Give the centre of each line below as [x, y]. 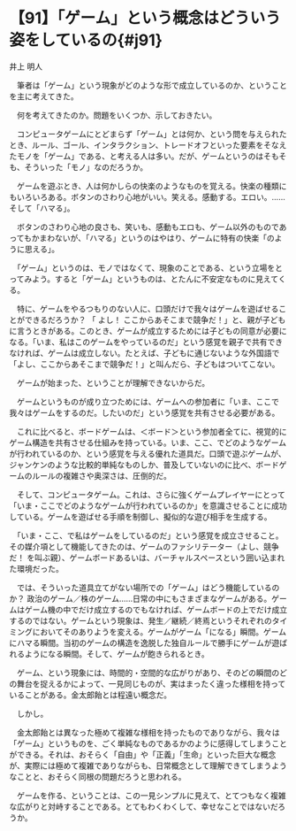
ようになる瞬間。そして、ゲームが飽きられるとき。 [117, 654]
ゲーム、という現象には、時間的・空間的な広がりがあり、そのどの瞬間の [148, 673]
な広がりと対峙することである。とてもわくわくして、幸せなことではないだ [144, 806]
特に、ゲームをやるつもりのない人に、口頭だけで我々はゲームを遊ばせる [148, 308]
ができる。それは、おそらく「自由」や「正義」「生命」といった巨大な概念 [143, 754]
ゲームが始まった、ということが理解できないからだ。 [113, 382]
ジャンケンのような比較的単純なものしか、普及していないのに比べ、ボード [144, 465]
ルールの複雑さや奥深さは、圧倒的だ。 [102, 475]
